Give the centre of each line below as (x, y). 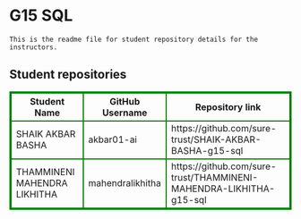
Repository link (228, 106)
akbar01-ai (112, 139)
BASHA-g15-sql (207, 150)
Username (125, 113)
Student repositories (68, 75)
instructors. (34, 47)
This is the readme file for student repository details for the (133, 39)
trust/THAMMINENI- (214, 177)
